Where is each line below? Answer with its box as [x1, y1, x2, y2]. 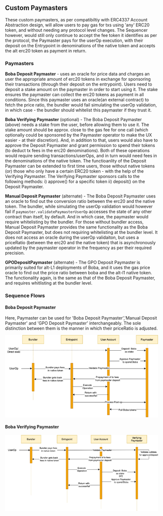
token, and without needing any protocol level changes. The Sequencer [5, 27, 148, 33]
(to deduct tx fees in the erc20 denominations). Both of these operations [5, 148, 150, 154]
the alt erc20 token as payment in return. [5, 48, 87, 53]
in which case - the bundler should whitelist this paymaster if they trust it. [5, 107, 152, 113]
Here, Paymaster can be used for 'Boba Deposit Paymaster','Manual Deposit [5, 315, 157, 321]
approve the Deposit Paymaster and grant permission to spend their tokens [5, 142, 155, 148]
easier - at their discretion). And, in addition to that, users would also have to [5, 137, 158, 143]
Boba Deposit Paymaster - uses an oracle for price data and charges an [5, 71, 150, 77]
